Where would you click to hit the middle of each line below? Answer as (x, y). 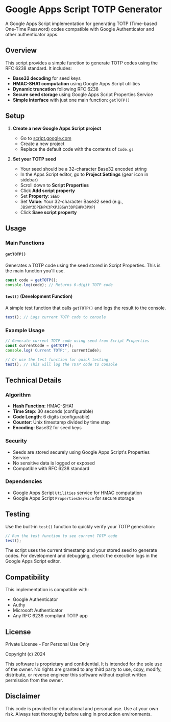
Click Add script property (48, 191)
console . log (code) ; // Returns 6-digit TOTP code (59, 285)
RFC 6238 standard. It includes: (39, 68)
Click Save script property (48, 212)
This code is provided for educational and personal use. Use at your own (82, 708)
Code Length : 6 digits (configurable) (51, 417)
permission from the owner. (34, 680)
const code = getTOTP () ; (32, 280)
